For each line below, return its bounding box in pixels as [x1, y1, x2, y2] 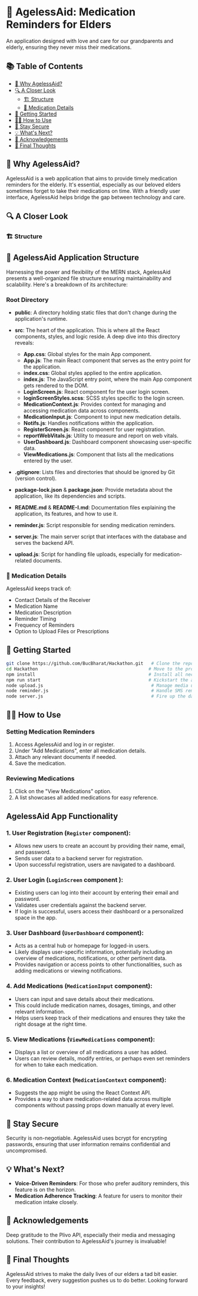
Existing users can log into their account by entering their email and [14, 889, 179, 896]
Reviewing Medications [6, 774, 75, 782]
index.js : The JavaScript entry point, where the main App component [23, 376, 192, 383]
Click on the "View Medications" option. [14, 788, 112, 795]
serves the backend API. [14, 539, 75, 546]
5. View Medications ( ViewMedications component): [6, 1035, 155, 1043]
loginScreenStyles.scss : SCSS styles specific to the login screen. [23, 394, 184, 402]
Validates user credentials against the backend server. [14, 902, 147, 909]
